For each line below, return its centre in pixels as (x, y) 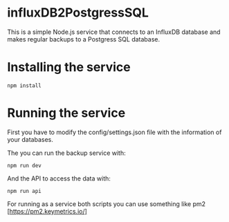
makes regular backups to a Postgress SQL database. (84, 39)
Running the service (66, 113)
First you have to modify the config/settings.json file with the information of (114, 132)
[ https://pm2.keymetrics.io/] (47, 211)
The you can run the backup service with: (66, 153)
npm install (24, 85)
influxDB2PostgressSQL (78, 13)
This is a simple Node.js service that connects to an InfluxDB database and (114, 32)
